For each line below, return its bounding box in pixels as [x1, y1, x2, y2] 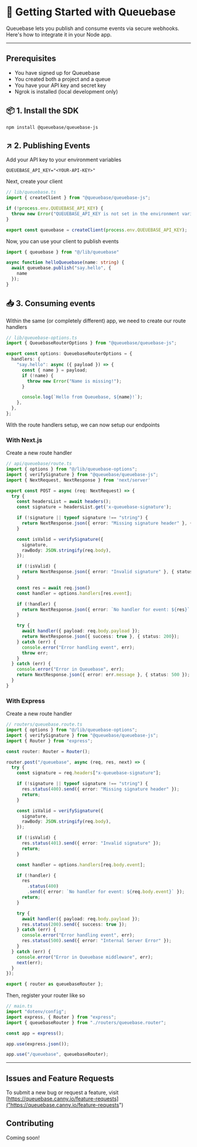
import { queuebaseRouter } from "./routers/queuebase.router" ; [6, 1019, 167, 1026]
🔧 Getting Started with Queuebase [6, 5, 176, 19]
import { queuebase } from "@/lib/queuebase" [6, 249, 119, 255]
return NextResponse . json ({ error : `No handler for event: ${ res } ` [21, 606, 191, 613]
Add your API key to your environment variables [6, 156, 122, 164]
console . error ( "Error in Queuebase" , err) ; [16, 666, 125, 673]
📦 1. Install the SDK [6, 106, 79, 116]
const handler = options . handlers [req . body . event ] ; [16, 862, 145, 867]
